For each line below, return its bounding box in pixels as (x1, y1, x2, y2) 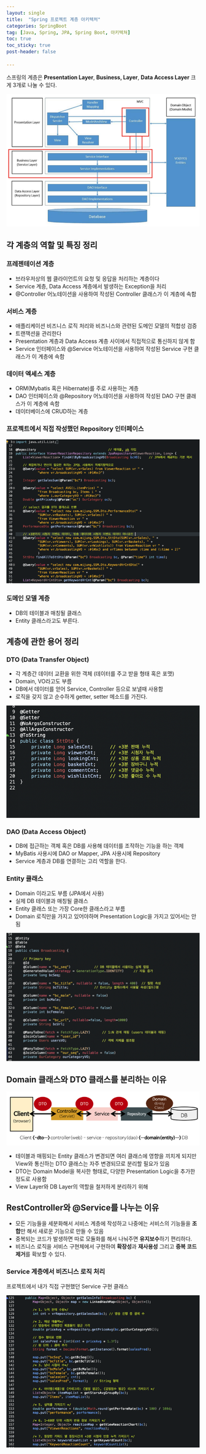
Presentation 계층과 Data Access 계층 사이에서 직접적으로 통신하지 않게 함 (15, 337, 195, 345)
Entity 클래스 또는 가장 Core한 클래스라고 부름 (15, 905, 126, 912)
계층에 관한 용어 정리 (6, 637, 79, 647)
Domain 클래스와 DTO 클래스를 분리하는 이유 (6, 1074, 167, 1085)
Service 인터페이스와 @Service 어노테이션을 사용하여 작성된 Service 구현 (15, 345, 193, 353)
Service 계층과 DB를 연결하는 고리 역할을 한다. (15, 858, 127, 865)
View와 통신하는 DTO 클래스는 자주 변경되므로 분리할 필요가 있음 (15, 1160, 170, 1167)
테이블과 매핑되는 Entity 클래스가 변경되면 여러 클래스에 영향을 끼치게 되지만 (15, 1152, 197, 1160)
